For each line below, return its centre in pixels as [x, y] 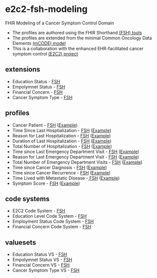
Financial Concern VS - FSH [41, 265]
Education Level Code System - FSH [49, 216]
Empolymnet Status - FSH [39, 87]
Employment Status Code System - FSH [53, 221]
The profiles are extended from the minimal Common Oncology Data [82, 38]
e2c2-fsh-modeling [46, 9]
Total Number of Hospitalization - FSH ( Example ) [62, 146]
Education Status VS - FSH [40, 255]
